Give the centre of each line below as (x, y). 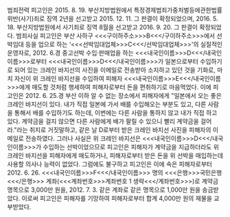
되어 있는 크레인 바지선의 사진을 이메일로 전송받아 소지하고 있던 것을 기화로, (115, 70)
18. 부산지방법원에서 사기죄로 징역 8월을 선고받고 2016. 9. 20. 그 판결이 (102, 27)
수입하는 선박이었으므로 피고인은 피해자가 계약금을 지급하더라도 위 (131, 147)
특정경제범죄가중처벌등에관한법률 (178, 10)
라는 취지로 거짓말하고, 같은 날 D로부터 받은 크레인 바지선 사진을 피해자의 (114, 130)
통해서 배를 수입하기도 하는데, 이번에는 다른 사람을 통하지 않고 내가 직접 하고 (116, 113)
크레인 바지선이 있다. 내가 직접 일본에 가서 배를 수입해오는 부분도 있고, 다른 (107, 104)
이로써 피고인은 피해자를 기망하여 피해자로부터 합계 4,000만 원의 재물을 (117, 198)
